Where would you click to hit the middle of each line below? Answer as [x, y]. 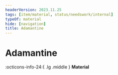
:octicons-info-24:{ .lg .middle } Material [47, 67]
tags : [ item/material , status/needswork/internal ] [59, 14]
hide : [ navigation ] [26, 24]
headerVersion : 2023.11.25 [33, 10]
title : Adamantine [24, 28]
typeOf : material [23, 19]
